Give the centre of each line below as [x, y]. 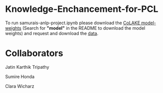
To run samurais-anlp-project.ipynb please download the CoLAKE [73, 23]
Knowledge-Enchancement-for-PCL [82, 9]
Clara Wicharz [20, 86]
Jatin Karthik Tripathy [27, 67]
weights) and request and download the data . [52, 33]
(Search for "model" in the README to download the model [84, 28]
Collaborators [34, 53]
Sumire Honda [20, 76]
